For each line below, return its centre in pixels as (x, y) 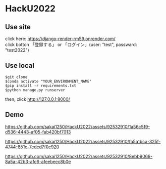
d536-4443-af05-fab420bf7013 (38, 132)
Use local (20, 65)
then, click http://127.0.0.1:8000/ (38, 99)
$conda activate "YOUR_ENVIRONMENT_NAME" (49, 81)
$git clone (16, 77)
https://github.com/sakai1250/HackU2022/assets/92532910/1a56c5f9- (78, 127)
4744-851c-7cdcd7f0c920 (32, 147)
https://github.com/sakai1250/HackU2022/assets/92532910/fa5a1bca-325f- (83, 141)
